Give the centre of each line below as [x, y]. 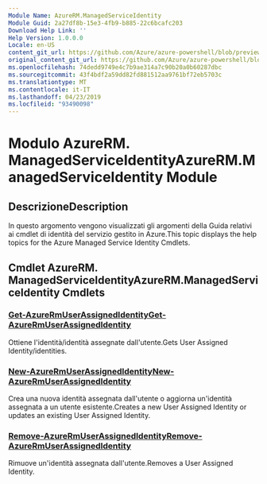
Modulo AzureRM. [69, 143]
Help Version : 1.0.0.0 [46, 38]
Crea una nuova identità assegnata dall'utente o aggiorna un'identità [120, 399]
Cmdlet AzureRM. [53, 267]
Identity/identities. [38, 350]
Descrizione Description [68, 206]
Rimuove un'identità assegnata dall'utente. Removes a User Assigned [121, 463]
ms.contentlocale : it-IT [49, 89]
